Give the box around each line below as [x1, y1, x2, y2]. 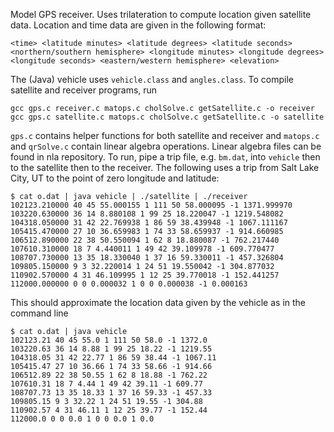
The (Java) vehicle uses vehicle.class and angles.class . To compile [10, 74, 294, 85]
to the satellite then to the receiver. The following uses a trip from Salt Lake [10, 162, 320, 173]
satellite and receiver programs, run [10, 84, 158, 96]
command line [10, 307, 69, 319]
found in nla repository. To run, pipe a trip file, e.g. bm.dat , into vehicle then [10, 151, 321, 163]
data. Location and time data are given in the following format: [10, 19, 267, 31]
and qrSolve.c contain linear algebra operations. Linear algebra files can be [10, 140, 322, 152]
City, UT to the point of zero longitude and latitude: [10, 172, 220, 184]
